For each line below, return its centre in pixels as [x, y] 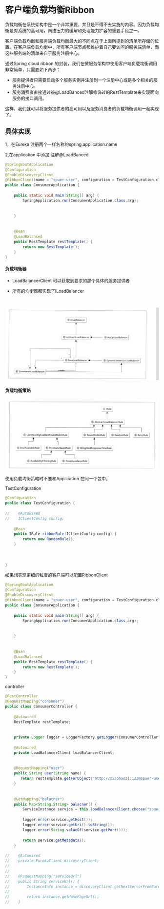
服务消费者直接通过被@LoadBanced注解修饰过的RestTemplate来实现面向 [85, 92]
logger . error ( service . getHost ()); [58, 820]
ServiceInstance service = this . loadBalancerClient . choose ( [85, 809]
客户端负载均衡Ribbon [50, 10]
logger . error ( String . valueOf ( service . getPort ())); [75, 830]
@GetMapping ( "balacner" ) [39, 799]
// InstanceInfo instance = [41, 887]
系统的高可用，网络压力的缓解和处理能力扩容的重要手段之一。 [80, 30]
